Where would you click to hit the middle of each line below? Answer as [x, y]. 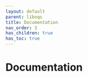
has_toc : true [23, 38]
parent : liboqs [24, 17]
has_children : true [29, 33]
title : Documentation [32, 22]
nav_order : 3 [21, 28]
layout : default [25, 11]
